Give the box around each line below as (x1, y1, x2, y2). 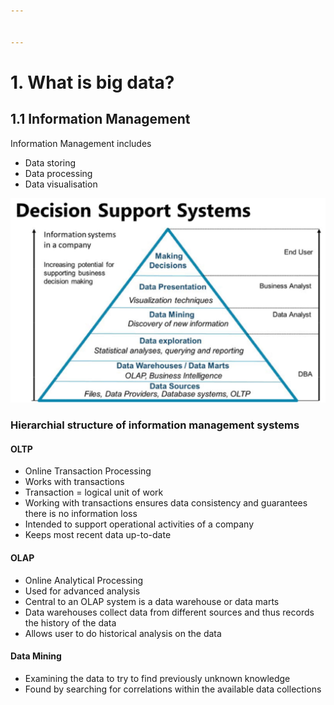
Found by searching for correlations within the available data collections (24, 683, 322, 695)
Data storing (24, 156, 77, 169)
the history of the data (24, 616, 117, 629)
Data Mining (10, 650, 62, 662)
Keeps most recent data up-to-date (24, 529, 172, 541)
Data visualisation (24, 178, 98, 190)
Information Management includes (10, 137, 152, 149)
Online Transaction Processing (24, 465, 152, 477)
